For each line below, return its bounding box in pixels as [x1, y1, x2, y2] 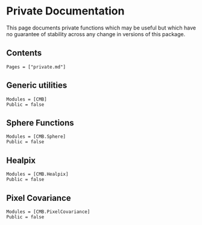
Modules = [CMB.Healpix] [6, 171, 69, 177]
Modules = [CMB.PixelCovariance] [6, 209, 90, 215]
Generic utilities [6, 80, 68, 91]
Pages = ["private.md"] [6, 64, 66, 70]
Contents [6, 48, 42, 58]
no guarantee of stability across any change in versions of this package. [6, 30, 186, 37]
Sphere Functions [6, 117, 74, 128]
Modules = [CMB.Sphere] [6, 134, 66, 140]
